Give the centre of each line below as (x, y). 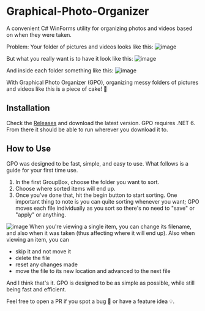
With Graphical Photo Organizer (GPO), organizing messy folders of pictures (102, 82)
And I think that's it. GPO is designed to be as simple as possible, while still (100, 283)
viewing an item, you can (38, 239)
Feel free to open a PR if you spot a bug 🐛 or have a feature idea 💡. (91, 301)
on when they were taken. (39, 34)
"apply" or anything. (40, 214)
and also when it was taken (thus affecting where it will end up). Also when (101, 233)
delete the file (32, 258)
